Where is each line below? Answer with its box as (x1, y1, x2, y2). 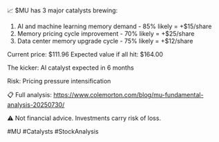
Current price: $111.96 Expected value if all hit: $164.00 (7, 50, 164, 58)
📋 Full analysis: (7, 91, 52, 99)
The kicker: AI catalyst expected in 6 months (7, 63, 135, 72)
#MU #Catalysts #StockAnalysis (7, 128, 99, 135)
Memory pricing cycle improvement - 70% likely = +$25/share (17, 30, 195, 37)
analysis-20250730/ (7, 101, 65, 109)
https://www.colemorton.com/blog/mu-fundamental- (53, 91, 204, 99)
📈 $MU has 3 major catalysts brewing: (7, 6, 118, 14)
